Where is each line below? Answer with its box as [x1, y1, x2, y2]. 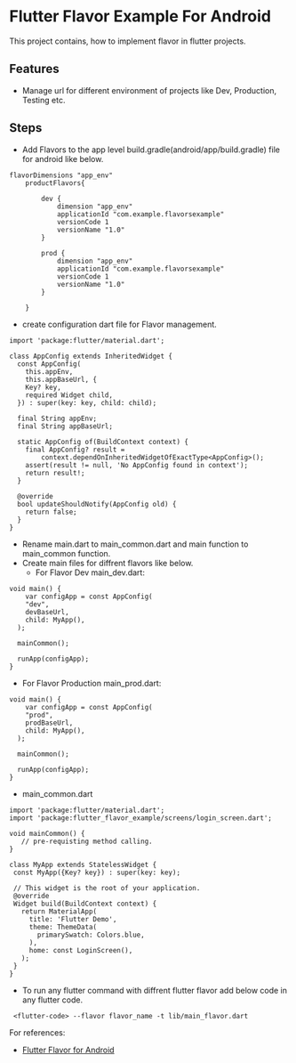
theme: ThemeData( [28, 922, 98, 931]
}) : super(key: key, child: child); [17, 398, 157, 407]
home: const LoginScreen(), [28, 945, 133, 954]
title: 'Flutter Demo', [28, 914, 117, 923]
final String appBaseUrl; [17, 421, 114, 431]
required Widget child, [25, 390, 114, 400]
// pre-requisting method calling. [20, 837, 153, 846]
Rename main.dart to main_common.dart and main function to [21, 539, 249, 549]
